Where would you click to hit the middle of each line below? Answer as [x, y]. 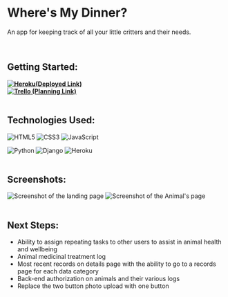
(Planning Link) [54, 91]
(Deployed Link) [59, 84]
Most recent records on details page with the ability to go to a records [116, 264]
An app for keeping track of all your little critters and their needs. [99, 32]
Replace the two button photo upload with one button [93, 286]
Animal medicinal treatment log [61, 257]
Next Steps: [33, 225]
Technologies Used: [51, 120]
